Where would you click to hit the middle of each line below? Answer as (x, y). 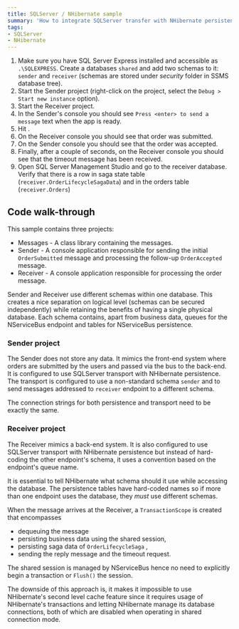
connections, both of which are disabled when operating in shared (105, 612)
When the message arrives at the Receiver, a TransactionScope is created (115, 509)
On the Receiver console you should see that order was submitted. (115, 137)
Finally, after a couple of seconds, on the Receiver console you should (121, 152)
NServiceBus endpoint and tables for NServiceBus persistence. (100, 324)
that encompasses (34, 517)
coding (18, 459)
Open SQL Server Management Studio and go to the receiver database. (122, 167)
